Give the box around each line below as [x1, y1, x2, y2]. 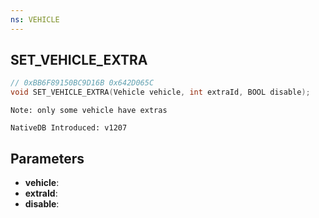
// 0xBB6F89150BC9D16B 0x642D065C [10, 78, 155, 88]
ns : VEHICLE [10, 14, 60, 25]
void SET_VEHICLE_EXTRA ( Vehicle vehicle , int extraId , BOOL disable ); [10, 87, 311, 98]
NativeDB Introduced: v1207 [10, 123, 128, 133]
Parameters [10, 150, 85, 167]
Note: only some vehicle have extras [10, 106, 168, 116]
